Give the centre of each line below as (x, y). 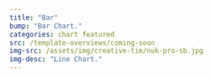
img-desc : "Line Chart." (56, 59)
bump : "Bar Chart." (46, 26)
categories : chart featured (62, 34)
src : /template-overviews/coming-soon (82, 43)
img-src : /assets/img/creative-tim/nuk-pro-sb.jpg (106, 51)
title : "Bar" (34, 17)
